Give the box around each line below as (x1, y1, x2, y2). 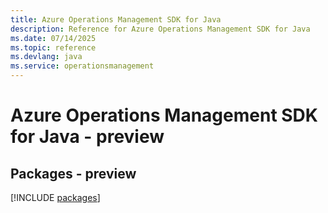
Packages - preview (10, 165, 137, 182)
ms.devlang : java (10, 52, 83, 62)
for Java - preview (10, 126, 165, 148)
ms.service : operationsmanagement (10, 61, 155, 71)
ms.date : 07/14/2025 (10, 33, 97, 43)
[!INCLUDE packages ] (10, 192, 101, 203)
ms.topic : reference (10, 42, 97, 53)
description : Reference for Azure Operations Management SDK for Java (10, 24, 311, 34)
